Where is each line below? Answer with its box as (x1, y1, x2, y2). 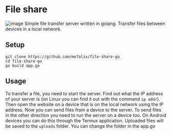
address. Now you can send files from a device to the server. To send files (5, 106, 162, 113)
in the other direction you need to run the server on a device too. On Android (5, 112, 166, 118)
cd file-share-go (5, 59, 42, 64)
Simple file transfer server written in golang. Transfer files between (25, 20, 165, 26)
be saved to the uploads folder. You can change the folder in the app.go (5, 123, 156, 129)
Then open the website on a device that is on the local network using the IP (5, 101, 164, 108)
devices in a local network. (5, 25, 62, 32)
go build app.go (5, 63, 40, 68)
